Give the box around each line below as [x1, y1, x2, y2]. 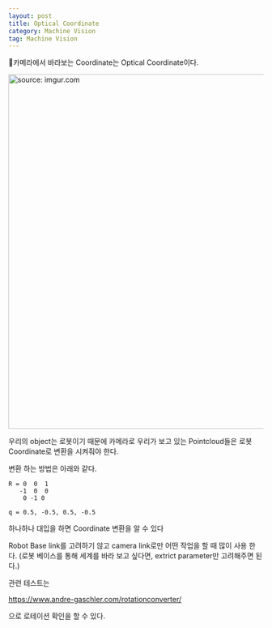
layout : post [8, 11, 53, 20]
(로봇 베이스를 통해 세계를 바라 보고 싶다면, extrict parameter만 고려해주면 [19, 551, 254, 561]
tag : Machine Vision [8, 34, 79, 43]
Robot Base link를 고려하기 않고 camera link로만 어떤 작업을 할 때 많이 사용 [8, 540, 248, 551]
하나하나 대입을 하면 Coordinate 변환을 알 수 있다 [8, 523, 164, 533]
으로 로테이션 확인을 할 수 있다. [8, 611, 106, 621]
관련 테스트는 [8, 579, 50, 588]
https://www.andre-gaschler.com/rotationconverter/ [8, 595, 182, 605]
